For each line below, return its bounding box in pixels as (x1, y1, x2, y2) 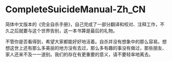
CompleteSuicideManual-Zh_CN (5, 4, 146, 15)
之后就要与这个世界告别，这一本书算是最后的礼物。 (9, 27, 118, 34)
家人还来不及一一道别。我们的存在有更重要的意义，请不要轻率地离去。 (5, 51, 154, 57)
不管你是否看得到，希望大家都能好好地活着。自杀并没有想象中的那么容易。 (5, 38, 162, 45)
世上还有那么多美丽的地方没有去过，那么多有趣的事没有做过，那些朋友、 (14, 45, 167, 51)
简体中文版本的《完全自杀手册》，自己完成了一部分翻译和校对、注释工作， (5, 21, 160, 27)
